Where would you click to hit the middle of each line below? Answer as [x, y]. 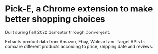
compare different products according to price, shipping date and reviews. [79, 46]
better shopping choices [55, 19]
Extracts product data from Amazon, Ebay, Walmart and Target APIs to [75, 41]
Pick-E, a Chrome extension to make [79, 9]
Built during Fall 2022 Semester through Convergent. [57, 32]
